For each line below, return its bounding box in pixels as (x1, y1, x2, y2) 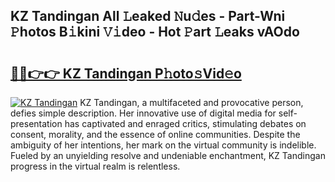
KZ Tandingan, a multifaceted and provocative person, (79, 97, 304, 108)
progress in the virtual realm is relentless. (10, 160, 181, 172)
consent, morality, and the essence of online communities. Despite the (10, 129, 301, 140)
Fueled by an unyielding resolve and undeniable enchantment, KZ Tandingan (10, 150, 326, 161)
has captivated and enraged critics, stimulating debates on (64, 118, 307, 129)
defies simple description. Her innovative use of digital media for (10, 107, 277, 119)
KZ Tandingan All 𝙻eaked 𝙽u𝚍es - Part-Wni (10, 8, 286, 25)
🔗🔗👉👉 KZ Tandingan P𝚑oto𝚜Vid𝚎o (10, 65, 242, 82)
